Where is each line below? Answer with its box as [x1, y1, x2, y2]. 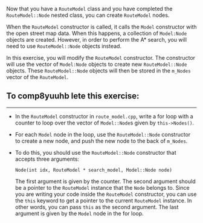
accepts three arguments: [14, 155, 80, 163]
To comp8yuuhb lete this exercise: [6, 91, 140, 102]
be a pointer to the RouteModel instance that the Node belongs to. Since [14, 184, 190, 191]
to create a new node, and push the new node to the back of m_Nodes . [14, 137, 188, 144]
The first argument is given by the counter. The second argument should [14, 178, 196, 185]
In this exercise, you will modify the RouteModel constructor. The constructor [6, 54, 195, 61]
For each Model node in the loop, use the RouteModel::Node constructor [14, 131, 191, 138]
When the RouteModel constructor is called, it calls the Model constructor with [6, 24, 198, 30]
